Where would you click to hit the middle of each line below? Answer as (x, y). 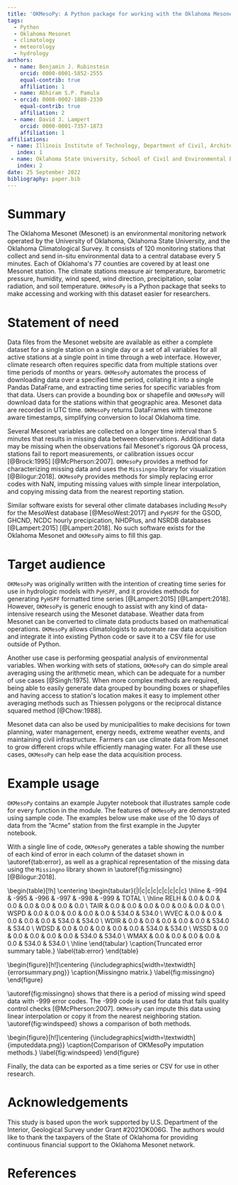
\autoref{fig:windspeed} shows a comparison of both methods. (100, 1024)
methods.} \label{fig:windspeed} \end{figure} (74, 1053)
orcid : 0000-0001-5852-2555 (61, 73)
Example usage (53, 783)
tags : (15, 21)
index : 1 (29, 153)
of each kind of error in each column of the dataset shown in (96, 854)
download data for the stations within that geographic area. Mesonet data (114, 402)
